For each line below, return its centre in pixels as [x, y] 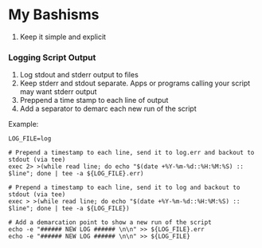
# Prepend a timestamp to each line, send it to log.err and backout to [131, 153]
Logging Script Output [52, 57]
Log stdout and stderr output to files [79, 75]
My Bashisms [54, 15]
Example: [23, 124]
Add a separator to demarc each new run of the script [108, 108]
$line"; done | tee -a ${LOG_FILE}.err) [76, 174]
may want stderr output [58, 92]
